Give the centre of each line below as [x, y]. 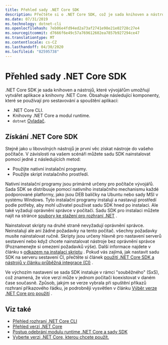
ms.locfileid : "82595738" [32, 51]
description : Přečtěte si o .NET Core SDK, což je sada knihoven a [77, 14]
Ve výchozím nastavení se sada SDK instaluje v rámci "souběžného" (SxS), [82, 272]
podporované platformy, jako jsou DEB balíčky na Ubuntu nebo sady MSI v [82, 195]
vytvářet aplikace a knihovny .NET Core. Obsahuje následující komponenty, [82, 95]
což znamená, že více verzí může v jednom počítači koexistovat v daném [80, 278]
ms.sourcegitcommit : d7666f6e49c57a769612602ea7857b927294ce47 [72, 33]
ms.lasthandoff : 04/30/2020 [34, 47]
